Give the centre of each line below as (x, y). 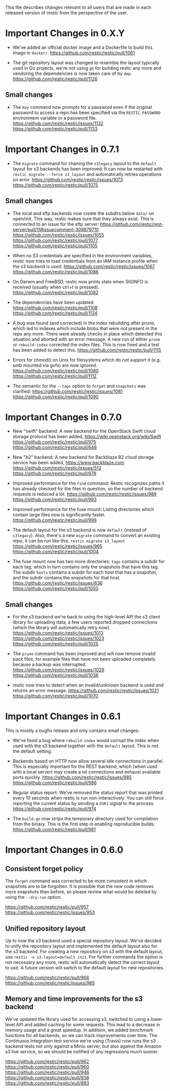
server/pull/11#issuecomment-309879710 (56, 229)
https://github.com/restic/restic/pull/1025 (55, 644)
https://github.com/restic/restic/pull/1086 (55, 272)
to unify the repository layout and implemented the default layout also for (81, 946)
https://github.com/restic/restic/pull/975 (54, 442)
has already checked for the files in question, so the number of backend (88, 489)
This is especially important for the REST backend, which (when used (85, 766)
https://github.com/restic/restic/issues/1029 (58, 670)
